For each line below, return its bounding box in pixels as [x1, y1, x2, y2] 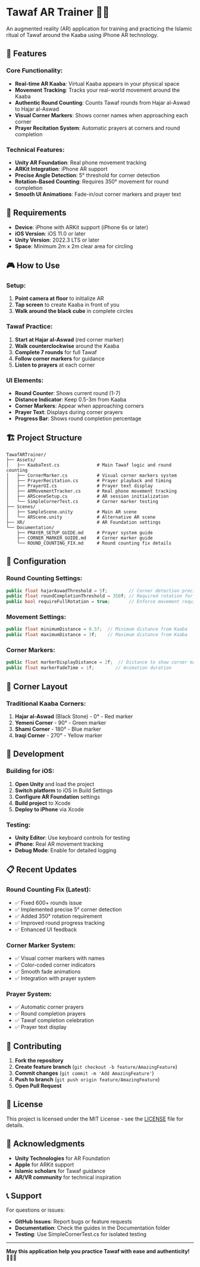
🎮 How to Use [6, 261, 60, 271]
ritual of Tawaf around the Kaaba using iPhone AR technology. [6, 31, 159, 38]
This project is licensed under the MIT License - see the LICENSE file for [6, 1115, 183, 1122]
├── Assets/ [6, 456, 36, 463]
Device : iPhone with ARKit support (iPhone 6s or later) [14, 223, 149, 231]
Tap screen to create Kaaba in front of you [14, 301, 120, 308]
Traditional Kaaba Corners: [6, 699, 86, 708]
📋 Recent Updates [6, 865, 77, 875]
